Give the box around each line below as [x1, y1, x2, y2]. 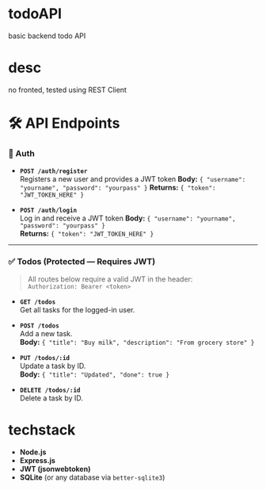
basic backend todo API [8, 31, 86, 40]
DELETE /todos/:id [19, 386, 81, 394]
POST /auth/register [19, 167, 88, 175]
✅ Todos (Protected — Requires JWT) [8, 256, 156, 267]
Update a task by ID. [19, 361, 86, 370]
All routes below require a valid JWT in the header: [27, 274, 193, 284]
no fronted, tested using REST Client [8, 85, 127, 94]
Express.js [19, 455, 55, 465]
